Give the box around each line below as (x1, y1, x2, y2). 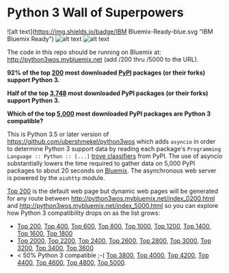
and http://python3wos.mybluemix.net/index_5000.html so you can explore (7, 201, 219, 209)
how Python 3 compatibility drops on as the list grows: (7, 209, 161, 217)
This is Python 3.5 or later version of (7, 130, 109, 138)
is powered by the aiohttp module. (7, 173, 105, 182)
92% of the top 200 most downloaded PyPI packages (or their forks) (7, 68, 206, 77)
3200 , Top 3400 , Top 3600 (16, 244, 94, 252)
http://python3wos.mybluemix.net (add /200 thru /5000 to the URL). (7, 55, 199, 63)
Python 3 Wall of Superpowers (7, 5, 184, 21)
